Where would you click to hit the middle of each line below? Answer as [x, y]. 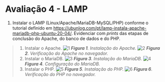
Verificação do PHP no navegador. [60, 74]
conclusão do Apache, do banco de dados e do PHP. [66, 39]
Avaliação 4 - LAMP [47, 9]
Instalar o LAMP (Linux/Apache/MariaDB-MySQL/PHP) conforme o [80, 23]
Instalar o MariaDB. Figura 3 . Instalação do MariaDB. [83, 58]
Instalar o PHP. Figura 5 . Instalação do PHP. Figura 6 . [88, 69]
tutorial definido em [32, 28]
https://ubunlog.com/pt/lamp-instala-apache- [100, 28]
